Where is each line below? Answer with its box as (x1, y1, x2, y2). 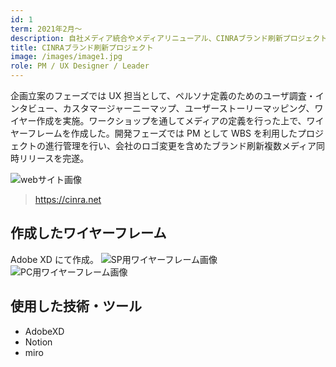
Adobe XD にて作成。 (10, 253, 99, 265)
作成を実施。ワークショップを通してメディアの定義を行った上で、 (36, 115, 307, 126)
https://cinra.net (34, 194, 102, 205)
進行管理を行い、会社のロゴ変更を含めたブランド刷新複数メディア (44, 140, 317, 151)
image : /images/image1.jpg (10, 52, 123, 62)
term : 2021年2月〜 (10, 24, 83, 34)
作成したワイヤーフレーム (10, 225, 167, 242)
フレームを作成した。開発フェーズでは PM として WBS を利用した (27, 127, 298, 139)
